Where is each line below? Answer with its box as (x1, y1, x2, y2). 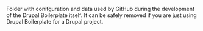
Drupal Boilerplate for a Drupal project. (6, 18, 104, 25)
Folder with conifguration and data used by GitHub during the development (6, 5, 195, 12)
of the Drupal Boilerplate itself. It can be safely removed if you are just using (6, 12, 197, 19)
